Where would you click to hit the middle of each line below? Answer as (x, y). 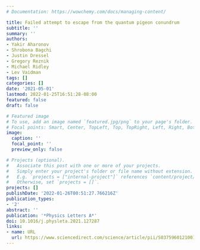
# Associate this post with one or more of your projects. (84, 165)
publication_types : (30, 199)
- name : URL (21, 232)
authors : (17, 39)
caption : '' (26, 138)
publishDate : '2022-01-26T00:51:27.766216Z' (62, 193)
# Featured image (28, 116)
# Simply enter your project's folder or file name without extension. (100, 171)
